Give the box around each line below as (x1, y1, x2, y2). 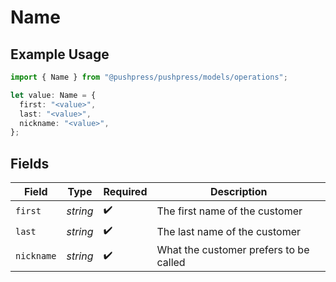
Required (103, 185, 148, 199)
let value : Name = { (10, 90, 97, 100)
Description (210, 185, 268, 199)
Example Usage (10, 46, 110, 63)
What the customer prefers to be (156, 243, 310, 257)
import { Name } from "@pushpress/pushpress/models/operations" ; (10, 72, 288, 82)
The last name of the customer (156, 224, 302, 238)
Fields (10, 155, 50, 172)
